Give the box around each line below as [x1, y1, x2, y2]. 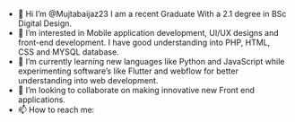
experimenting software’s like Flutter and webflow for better [17, 65, 239, 76]
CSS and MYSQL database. [17, 47, 119, 57]
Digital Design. [17, 18, 73, 29]
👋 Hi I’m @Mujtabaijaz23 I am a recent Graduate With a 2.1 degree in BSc [17, 9, 287, 19]
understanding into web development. [17, 75, 159, 85]
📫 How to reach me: [17, 104, 95, 115]
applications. [17, 94, 65, 105]
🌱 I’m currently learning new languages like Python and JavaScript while [17, 57, 285, 66]
